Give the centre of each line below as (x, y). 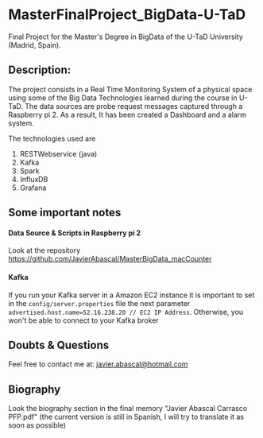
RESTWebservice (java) (58, 153)
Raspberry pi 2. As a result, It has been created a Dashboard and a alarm (128, 114)
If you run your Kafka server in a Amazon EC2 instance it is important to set (131, 295)
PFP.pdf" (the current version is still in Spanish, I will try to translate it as (126, 417)
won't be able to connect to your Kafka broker (83, 320)
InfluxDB (34, 179)
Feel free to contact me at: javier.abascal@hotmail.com (98, 364)
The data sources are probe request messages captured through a (134, 106)
